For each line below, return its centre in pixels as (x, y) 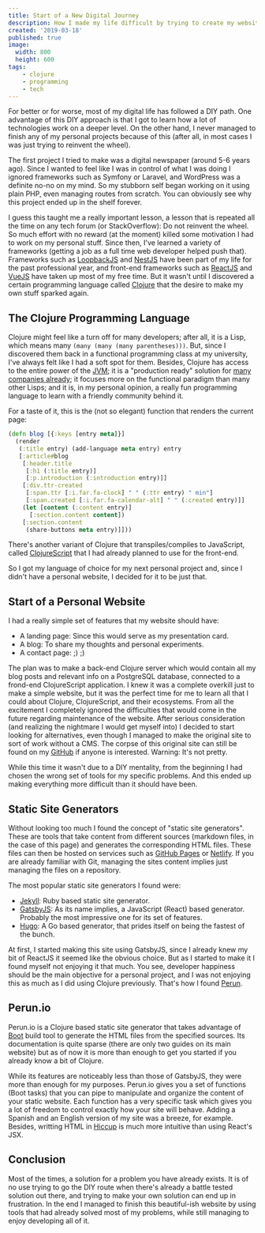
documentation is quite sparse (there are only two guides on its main (119, 1043)
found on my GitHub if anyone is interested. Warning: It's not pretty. (118, 752)
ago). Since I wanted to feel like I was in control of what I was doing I (119, 169)
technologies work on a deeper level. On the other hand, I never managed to (132, 128)
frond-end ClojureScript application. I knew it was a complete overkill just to (131, 685)
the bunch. (37, 934)
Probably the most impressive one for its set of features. (111, 918)
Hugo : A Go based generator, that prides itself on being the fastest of (132, 926)
